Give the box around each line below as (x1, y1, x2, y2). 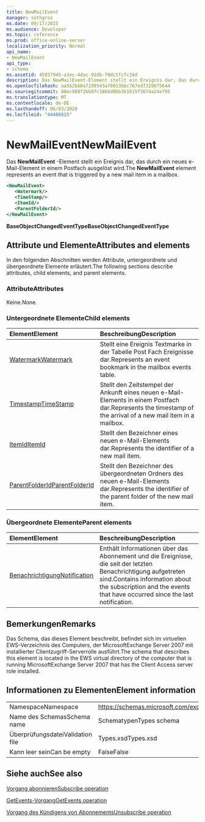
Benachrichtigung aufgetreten (99, 567, 185, 576)
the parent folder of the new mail (99, 492, 193, 501)
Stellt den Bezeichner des (99, 461, 174, 470)
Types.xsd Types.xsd (98, 734, 157, 742)
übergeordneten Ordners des (99, 469, 184, 477)
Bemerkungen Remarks (6, 619, 96, 629)
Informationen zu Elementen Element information (6, 685, 196, 695)
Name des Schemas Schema (9, 712, 90, 721)
